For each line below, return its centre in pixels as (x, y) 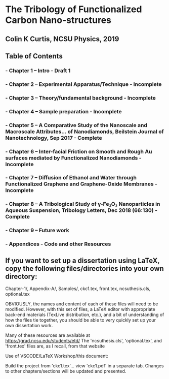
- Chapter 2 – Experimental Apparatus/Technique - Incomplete (83, 84)
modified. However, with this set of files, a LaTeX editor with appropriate (80, 309)
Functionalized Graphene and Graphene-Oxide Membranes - (81, 184)
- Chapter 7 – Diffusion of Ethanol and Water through (71, 178)
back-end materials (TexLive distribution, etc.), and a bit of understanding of (85, 314)
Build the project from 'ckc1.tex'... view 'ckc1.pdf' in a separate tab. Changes (85, 366)
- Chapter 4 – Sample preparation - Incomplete (64, 111)
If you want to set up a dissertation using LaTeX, (82, 260)
